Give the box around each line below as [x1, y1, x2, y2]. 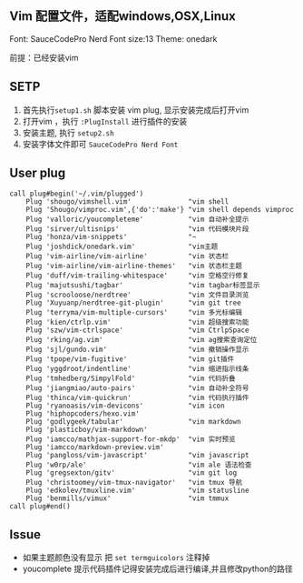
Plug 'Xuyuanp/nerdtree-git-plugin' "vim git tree [25, 298, 242, 307]
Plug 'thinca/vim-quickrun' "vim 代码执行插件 [25, 394, 249, 403]
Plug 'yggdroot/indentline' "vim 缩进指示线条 [25, 365, 249, 374]
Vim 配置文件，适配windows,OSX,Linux [9, 8, 236, 25]
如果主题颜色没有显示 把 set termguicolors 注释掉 [22, 552, 210, 563]
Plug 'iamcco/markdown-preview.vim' [25, 443, 165, 452]
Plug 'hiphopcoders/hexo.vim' [25, 409, 141, 418]
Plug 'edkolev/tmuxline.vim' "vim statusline [25, 486, 249, 496]
